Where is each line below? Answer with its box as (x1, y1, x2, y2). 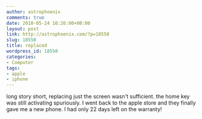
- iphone (6, 76, 28, 82)
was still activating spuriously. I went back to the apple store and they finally (6, 99, 197, 106)
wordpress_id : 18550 (6, 48, 59, 54)
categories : (6, 54, 36, 60)
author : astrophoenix (6, 8, 61, 15)
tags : (6, 65, 20, 71)
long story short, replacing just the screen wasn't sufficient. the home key (6, 93, 190, 100)
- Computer (6, 59, 34, 65)
